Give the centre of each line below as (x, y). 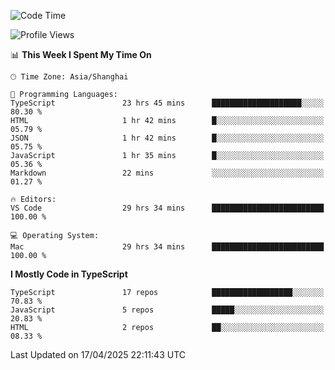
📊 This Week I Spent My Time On (81, 54)
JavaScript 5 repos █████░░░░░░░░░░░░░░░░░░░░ (167, 310)
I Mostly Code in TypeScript (69, 274)
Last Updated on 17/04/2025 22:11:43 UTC (98, 354)
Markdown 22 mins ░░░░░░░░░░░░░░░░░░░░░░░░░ (167, 173)
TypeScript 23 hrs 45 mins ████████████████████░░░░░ (167, 103)
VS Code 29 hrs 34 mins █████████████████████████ (167, 208)
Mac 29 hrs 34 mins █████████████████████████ (167, 247)
